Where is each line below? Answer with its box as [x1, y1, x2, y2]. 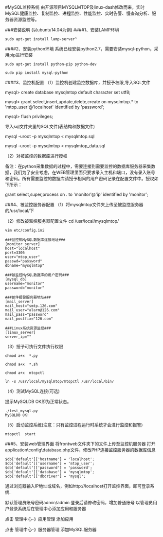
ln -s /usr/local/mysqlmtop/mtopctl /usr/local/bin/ [5, 379, 114, 384]
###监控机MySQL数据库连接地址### [5, 237, 66, 242]
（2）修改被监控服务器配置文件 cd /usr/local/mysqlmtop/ [5, 218, 119, 224]
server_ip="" [5, 334, 32, 339]
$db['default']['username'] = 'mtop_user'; [5, 461, 95, 466]
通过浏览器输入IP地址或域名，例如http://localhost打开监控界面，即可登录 [5, 483, 150, 489]
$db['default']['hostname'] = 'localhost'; [5, 457, 95, 462]
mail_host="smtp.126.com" [5, 304, 57, 308]
